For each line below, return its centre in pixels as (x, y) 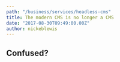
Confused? (28, 53)
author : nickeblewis (32, 29)
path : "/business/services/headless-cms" (59, 12)
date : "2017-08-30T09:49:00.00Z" (48, 23)
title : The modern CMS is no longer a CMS (60, 17)
